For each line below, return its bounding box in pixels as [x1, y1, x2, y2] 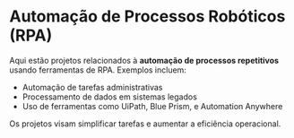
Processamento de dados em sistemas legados [22, 91, 197, 102]
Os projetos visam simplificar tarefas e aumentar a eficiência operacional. [9, 118, 281, 129]
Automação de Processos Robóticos [9, 6, 286, 27]
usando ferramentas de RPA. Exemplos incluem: [9, 65, 186, 75]
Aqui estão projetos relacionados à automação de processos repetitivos [9, 55, 280, 65]
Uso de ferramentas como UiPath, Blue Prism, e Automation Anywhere [22, 100, 283, 111]
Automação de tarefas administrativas [22, 82, 163, 92]
